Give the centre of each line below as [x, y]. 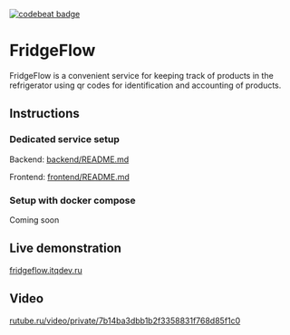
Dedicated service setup [65, 139]
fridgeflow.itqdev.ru [46, 270]
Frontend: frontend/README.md [69, 177]
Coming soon [34, 220]
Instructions [44, 114]
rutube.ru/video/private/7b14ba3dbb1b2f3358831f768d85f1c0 [125, 321]
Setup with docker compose [72, 200]
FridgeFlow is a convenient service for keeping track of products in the [141, 75]
